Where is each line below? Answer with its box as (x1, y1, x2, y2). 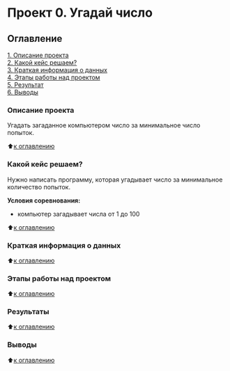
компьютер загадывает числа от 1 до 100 (17, 210, 140, 218)
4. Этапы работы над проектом (7, 73, 100, 81)
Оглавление (7, 33, 63, 45)
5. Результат (7, 81, 44, 88)
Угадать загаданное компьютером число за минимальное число (7, 121, 201, 129)
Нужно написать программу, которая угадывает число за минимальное (7, 175, 223, 184)
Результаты (7, 307, 49, 317)
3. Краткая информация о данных (7, 66, 108, 74)
